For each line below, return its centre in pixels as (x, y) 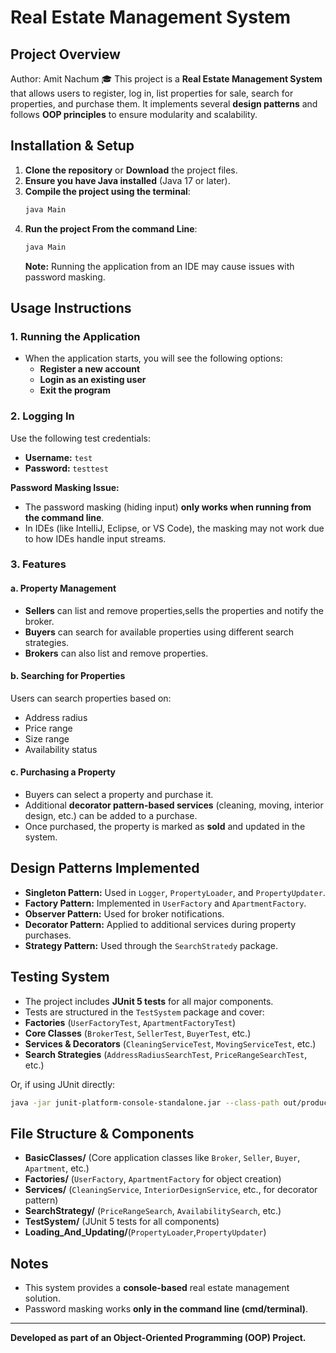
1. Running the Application (75, 336)
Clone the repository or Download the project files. (131, 170)
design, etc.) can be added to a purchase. (111, 816)
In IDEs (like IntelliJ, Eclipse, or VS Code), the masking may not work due (174, 528)
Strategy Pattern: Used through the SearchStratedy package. (151, 945)
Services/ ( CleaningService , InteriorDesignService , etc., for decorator (171, 1190)
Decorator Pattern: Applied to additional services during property (160, 924)
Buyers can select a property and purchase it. (119, 795)
